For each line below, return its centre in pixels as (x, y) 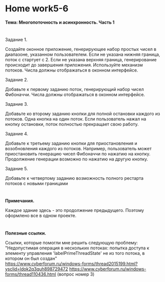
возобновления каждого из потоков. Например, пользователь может (78, 149)
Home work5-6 (37, 9)
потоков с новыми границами (37, 184)
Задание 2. (17, 80)
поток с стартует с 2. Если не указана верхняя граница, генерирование (81, 60)
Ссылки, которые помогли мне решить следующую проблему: (72, 242)
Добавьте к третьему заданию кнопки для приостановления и (71, 143)
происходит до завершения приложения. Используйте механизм (74, 65)
